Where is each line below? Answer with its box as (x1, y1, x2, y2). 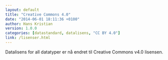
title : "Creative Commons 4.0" (5, 12, 71, 17)
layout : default (5, 7, 39, 12)
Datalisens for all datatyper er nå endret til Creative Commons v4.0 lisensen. (5, 48, 163, 55)
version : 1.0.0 (5, 26, 37, 31)
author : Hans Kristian (5, 21, 53, 26)
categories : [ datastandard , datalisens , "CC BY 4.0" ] (5, 30, 121, 35)
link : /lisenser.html (5, 35, 51, 40)
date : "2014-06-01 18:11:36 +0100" (5, 16, 80, 21)
